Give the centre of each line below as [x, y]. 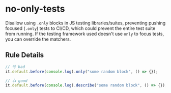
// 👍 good [17, 81]
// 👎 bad [15, 67]
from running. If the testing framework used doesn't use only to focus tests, [85, 34]
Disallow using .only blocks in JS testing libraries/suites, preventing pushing [85, 23]
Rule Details [25, 55]
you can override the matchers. [38, 39]
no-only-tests [35, 9]
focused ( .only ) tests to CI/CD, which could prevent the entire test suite [80, 28]
